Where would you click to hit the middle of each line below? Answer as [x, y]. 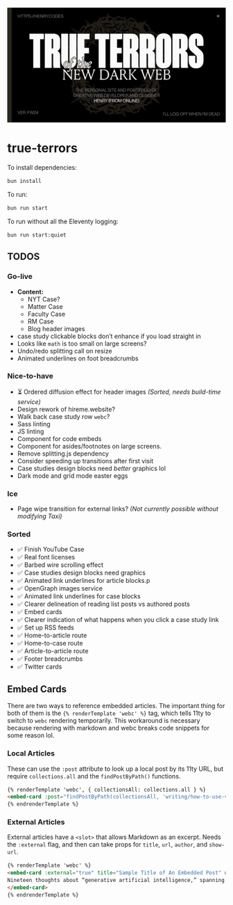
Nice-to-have [31, 376]
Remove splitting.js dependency [63, 454]
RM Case [41, 321]
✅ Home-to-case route [50, 643]
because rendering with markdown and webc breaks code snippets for [109, 728]
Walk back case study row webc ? [63, 416]
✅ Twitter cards [40, 667]
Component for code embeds [59, 438]
